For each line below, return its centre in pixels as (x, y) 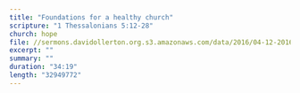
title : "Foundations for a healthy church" (92, 17)
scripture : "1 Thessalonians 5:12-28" (81, 26)
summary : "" (31, 58)
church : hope (33, 34)
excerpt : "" (31, 50)
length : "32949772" (46, 75)
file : (19, 42)
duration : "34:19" (43, 67)
